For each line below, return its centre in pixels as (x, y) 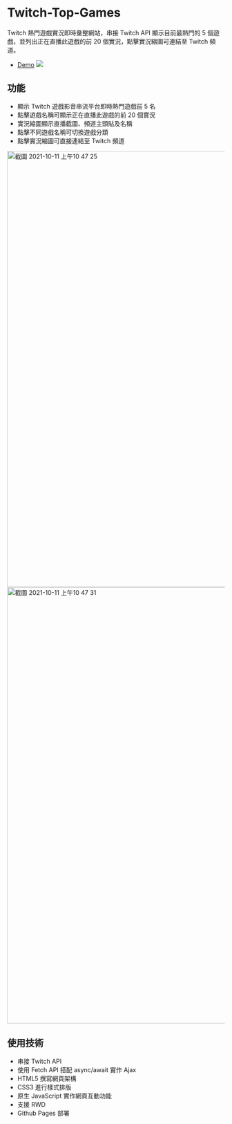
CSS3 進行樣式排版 (44, 1087)
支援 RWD (31, 1104)
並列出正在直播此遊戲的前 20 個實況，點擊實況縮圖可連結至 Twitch (114, 41)
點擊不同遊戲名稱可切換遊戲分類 (62, 132)
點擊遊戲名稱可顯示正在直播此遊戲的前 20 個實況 (86, 115)
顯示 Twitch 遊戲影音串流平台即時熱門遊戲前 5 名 (86, 106)
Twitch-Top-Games (64, 13)
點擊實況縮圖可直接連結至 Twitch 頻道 (71, 140)
